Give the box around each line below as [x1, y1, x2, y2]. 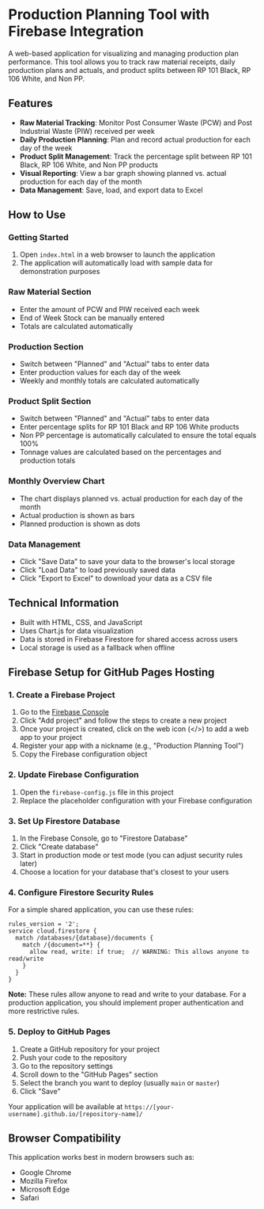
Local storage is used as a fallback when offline [19, 643, 175, 652]
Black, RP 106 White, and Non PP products [19, 160, 159, 170]
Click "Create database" [19, 842, 99, 852]
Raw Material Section [8, 287, 92, 298]
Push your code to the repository [19, 1052, 128, 1062]
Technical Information [8, 597, 119, 610]
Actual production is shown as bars [19, 510, 135, 520]
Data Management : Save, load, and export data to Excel [19, 185, 203, 195]
